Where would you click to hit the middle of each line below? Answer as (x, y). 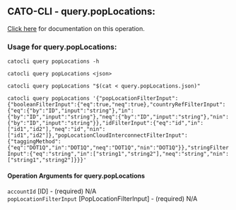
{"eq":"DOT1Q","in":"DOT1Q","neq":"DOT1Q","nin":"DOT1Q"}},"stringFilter (118, 148)
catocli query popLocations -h (53, 62)
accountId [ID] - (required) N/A (52, 191)
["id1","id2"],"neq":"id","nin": (57, 130)
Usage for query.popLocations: (62, 47)
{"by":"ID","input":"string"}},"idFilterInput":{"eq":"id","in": (105, 123)
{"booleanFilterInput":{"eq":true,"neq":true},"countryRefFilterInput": (117, 105)
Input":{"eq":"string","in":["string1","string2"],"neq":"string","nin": (118, 154)
